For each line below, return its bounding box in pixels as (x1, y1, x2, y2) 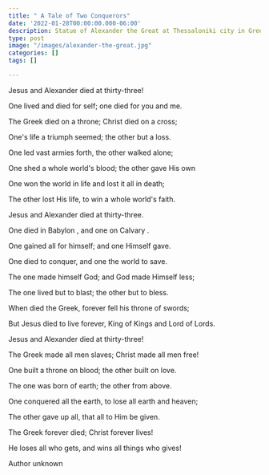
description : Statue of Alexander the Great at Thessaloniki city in (8, 26, 246, 35)
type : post (8, 34, 45, 43)
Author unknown (8, 458, 63, 468)
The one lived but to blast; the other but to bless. (8, 287, 169, 297)
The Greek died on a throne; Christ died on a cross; (8, 116, 178, 126)
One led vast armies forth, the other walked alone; (8, 148, 174, 157)
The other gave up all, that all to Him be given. (8, 412, 160, 421)
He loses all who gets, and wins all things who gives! (8, 443, 182, 453)
